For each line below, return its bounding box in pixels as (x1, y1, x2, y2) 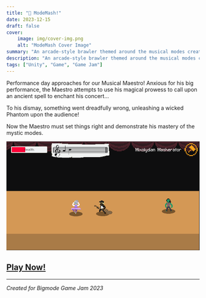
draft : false (6, 23, 40, 29)
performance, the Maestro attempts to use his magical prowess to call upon (6, 86, 197, 93)
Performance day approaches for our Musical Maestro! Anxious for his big (6, 79, 194, 86)
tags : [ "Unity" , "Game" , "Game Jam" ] (6, 61, 103, 67)
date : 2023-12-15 (6, 16, 51, 23)
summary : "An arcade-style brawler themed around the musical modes (6, 49, 185, 55)
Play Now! (6, 262, 46, 273)
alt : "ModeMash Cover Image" (17, 42, 92, 48)
